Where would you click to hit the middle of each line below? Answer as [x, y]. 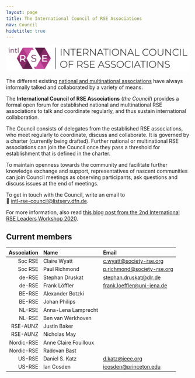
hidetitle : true [26, 31]
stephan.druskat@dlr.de [132, 277]
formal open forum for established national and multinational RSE [84, 105]
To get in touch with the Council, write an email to [66, 195]
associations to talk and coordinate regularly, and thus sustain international [96, 111]
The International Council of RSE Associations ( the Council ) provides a [93, 98]
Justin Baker [58, 326]
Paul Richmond [61, 269]
